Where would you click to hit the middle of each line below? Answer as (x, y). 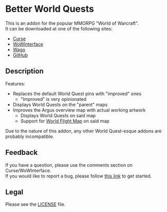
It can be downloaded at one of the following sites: (59, 28)
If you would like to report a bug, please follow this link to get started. (79, 176)
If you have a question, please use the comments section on (69, 165)
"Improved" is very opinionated (53, 99)
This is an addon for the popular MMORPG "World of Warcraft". (72, 23)
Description (24, 71)
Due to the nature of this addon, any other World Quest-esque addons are (83, 131)
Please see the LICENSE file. (35, 204)
